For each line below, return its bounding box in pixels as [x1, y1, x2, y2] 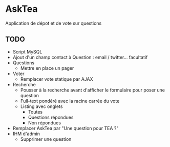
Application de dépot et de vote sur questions [5, 20, 102, 26]
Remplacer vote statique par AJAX [20, 76, 93, 82]
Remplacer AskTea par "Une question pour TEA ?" [12, 125, 119, 131]
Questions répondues [28, 114, 74, 120]
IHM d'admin [12, 131, 40, 137]
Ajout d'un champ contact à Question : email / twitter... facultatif [12, 54, 148, 60]
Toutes [28, 108, 43, 115]
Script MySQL [12, 48, 42, 54]
